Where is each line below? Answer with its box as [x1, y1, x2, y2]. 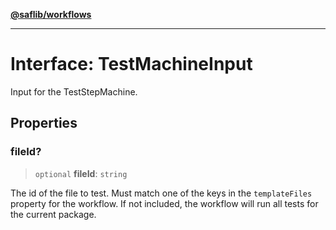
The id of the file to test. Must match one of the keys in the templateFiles [10, 187, 313, 199]
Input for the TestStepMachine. [10, 85, 138, 98]
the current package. [10, 208, 97, 220]
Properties [10, 115, 78, 132]
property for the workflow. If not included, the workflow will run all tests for [10, 197, 319, 209]
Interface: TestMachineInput [10, 53, 253, 76]
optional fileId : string [34, 167, 128, 179]
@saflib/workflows [10, 9, 92, 20]
